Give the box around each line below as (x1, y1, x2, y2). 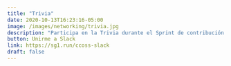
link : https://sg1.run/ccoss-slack (7, 42, 110, 49)
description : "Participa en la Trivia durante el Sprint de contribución (7, 29, 225, 36)
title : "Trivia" (7, 10, 54, 17)
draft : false (7, 49, 45, 56)
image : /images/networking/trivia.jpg (7, 23, 119, 30)
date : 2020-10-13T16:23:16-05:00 (7, 16, 104, 23)
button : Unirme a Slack (7, 36, 76, 43)
